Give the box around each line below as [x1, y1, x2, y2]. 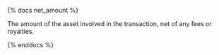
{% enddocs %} [7, 41, 54, 49]
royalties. [7, 28, 34, 35]
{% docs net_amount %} [7, 6, 79, 14]
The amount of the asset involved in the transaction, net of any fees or [7, 20, 212, 28]
